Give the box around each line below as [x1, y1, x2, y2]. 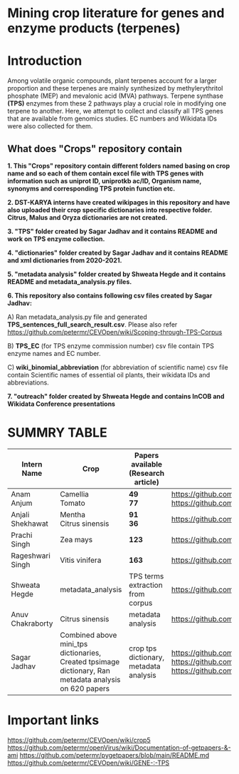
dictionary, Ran [60, 666, 110, 676]
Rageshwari [11, 551, 51, 561]
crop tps [129, 643, 157, 653]
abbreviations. [7, 378, 50, 387]
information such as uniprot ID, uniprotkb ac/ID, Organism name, [7, 176, 202, 185]
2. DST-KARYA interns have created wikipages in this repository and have [7, 198, 230, 206]
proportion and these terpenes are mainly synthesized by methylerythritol [7, 84, 223, 93]
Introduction [7, 53, 83, 69]
